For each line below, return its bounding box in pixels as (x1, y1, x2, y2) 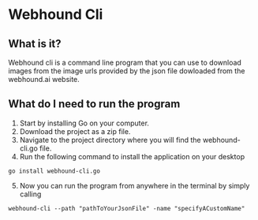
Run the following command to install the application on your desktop (19, 151, 245, 161)
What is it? (8, 37, 62, 50)
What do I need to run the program (8, 97, 181, 111)
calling (19, 189, 42, 199)
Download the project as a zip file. (19, 126, 131, 136)
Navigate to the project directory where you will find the (19, 135, 201, 144)
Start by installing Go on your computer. (19, 118, 150, 128)
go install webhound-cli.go (8, 167, 101, 175)
